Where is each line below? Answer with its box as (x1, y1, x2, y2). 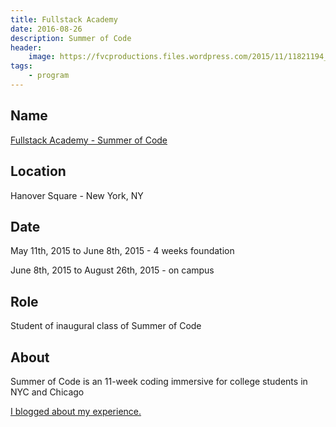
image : (28, 52, 56, 62)
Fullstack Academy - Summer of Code (10, 134, 168, 146)
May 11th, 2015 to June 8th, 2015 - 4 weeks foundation (10, 245, 235, 257)
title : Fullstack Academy (10, 14, 118, 25)
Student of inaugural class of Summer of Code (10, 320, 202, 332)
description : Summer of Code (10, 33, 132, 43)
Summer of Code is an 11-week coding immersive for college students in (10, 375, 308, 387)
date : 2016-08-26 (10, 24, 83, 34)
